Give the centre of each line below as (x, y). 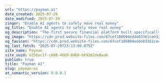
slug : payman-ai (21, 69)
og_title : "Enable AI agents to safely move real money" (64, 28)
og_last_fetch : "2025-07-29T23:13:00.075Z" (50, 46)
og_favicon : (17, 41)
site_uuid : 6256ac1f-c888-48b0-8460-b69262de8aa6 (57, 55)
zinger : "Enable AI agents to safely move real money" (62, 23)
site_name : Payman (24, 50)
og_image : (15, 37)
